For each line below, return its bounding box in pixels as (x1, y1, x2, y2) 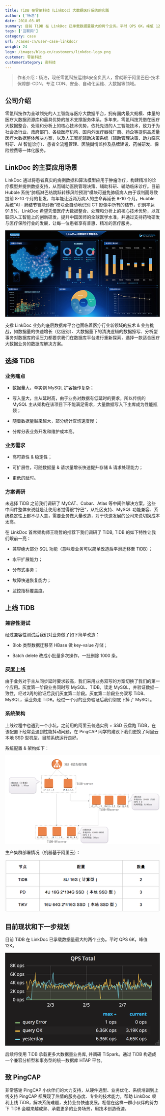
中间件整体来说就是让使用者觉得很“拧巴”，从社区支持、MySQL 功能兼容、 (5, 507, 154, 513)
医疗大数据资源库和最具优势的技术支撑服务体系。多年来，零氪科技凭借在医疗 (5, 117, 160, 123)
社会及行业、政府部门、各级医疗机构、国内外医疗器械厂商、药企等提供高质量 (5, 129, 160, 135)
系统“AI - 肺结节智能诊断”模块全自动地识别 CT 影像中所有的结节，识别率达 (5, 202, 155, 208)
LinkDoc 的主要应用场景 (5, 163, 78, 172)
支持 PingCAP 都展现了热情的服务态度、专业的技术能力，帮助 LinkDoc (9, 1093, 151, 1099)
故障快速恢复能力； (12, 577, 52, 583)
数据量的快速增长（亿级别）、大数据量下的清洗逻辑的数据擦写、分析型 (18, 329, 158, 335)
